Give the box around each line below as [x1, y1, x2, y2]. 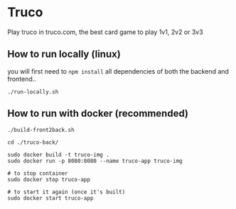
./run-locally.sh [7, 88, 59, 96]
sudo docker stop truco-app [7, 176, 91, 183]
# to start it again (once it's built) [7, 188, 126, 196]
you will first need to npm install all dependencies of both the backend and [7, 67, 230, 75]
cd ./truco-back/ [7, 139, 59, 146]
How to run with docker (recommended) [7, 108, 188, 120]
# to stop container [7, 169, 69, 177]
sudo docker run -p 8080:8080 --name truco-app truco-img [7, 157, 183, 164]
